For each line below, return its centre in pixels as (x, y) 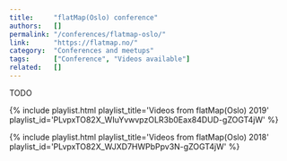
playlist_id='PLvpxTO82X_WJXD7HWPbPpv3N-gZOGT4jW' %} (125, 146)
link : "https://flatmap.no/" (74, 42)
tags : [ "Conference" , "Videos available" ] (100, 59)
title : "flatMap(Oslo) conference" (84, 17)
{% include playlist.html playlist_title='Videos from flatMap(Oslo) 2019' (139, 110)
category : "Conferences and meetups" (82, 51)
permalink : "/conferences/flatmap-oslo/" (88, 34)
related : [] (36, 68)
